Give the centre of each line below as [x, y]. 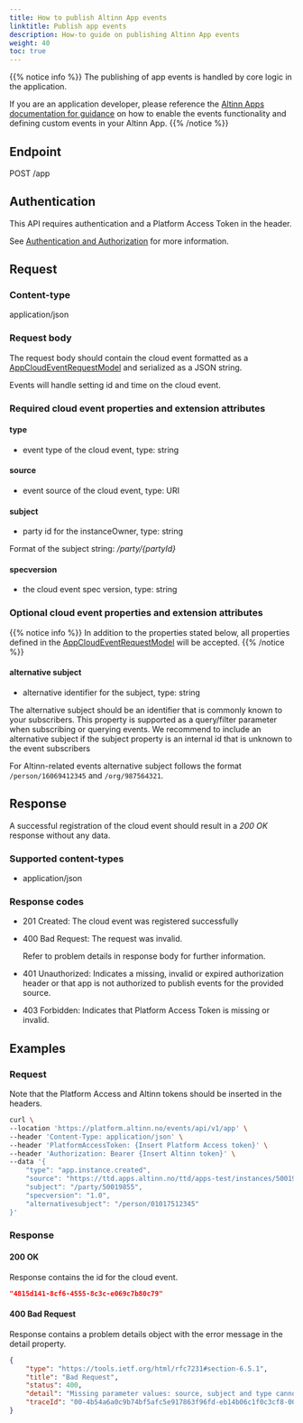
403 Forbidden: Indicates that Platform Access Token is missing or [146, 1010]
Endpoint [35, 151]
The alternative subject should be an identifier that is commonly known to [146, 710]
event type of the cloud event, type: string [101, 450]
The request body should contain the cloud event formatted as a [129, 358]
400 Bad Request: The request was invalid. [102, 939]
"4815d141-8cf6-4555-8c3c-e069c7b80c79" [87, 1293]
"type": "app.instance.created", [88, 1170]
